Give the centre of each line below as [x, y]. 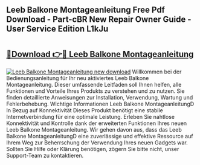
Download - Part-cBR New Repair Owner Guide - [99, 20]
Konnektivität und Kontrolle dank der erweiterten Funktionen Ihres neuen [97, 123]
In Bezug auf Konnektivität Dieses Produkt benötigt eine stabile [85, 110]
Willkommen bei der [157, 72]
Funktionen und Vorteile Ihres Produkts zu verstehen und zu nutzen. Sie [95, 91]
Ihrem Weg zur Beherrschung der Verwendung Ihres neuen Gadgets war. [97, 143]
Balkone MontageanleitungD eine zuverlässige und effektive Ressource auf [100, 136]
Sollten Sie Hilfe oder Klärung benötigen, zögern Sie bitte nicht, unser [93, 149]
